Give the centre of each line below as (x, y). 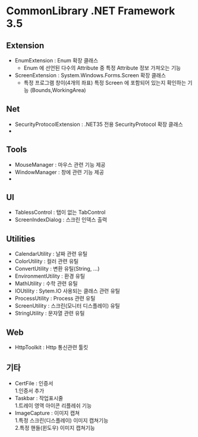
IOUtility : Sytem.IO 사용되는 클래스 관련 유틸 (67, 291)
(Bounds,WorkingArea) (58, 90)
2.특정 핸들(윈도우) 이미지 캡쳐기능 (55, 427)
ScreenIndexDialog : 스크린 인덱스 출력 (61, 220)
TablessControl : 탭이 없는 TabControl (60, 213)
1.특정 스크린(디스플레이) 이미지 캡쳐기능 (62, 420)
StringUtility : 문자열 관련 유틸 (50, 313)
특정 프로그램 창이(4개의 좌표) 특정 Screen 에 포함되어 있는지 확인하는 (105, 83)
